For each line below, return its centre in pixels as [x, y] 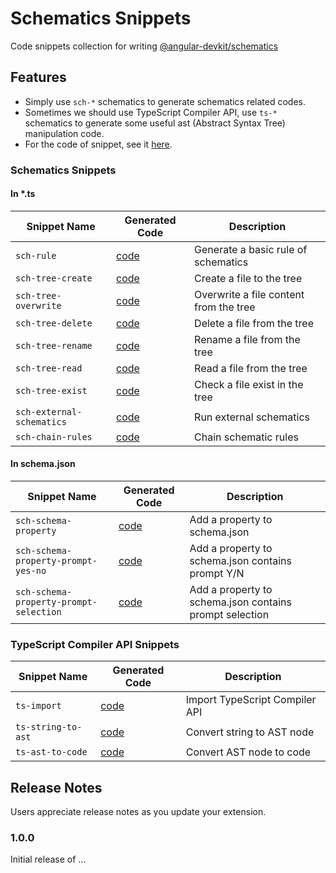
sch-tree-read [49, 368]
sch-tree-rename [54, 345]
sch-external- [49, 411]
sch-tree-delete [54, 323]
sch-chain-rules [54, 436]
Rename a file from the [247, 339]
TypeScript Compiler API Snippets [95, 644]
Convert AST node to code [248, 752]
